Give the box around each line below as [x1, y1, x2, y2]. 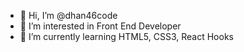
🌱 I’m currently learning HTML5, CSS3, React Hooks [19, 31, 234, 42]
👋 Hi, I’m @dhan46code [19, 10, 118, 21]
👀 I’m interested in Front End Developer [19, 20, 182, 32]
